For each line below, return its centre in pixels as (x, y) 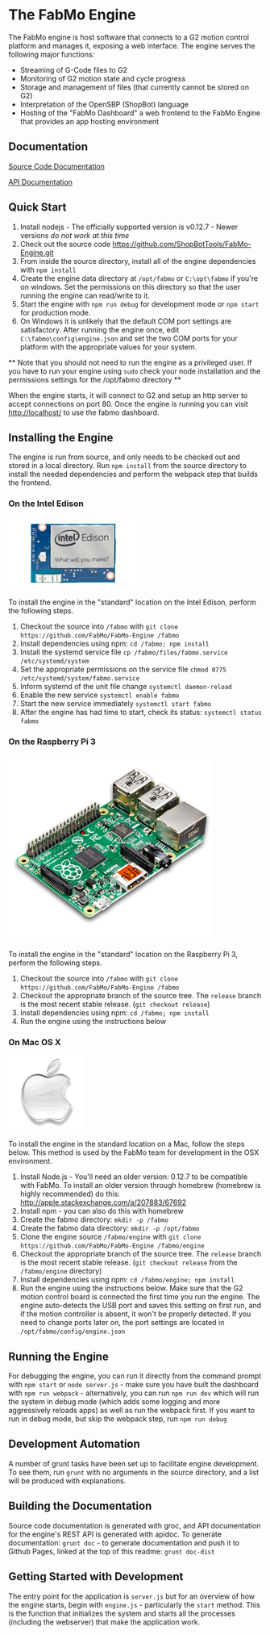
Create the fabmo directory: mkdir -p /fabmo (94, 1219)
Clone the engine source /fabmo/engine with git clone (110, 1237)
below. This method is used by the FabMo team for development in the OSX (134, 1152)
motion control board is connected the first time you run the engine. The (140, 1297)
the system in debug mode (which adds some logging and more (114, 1402)
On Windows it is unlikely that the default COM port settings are (126, 321)
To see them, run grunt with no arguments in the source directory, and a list (134, 1472)
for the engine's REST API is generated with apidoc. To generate (115, 1534)
